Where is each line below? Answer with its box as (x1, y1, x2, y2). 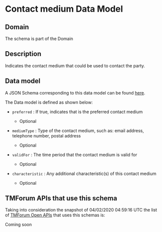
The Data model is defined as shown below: (5, 99, 93, 105)
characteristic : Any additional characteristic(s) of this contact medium (12, 171, 157, 176)
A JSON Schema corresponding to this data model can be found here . (5, 90, 145, 96)
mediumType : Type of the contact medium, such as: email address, (12, 128, 144, 134)
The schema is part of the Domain (5, 36, 73, 41)
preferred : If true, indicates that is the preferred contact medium (12, 109, 143, 115)
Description (5, 50, 41, 58)
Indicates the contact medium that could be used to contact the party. (5, 62, 145, 69)
